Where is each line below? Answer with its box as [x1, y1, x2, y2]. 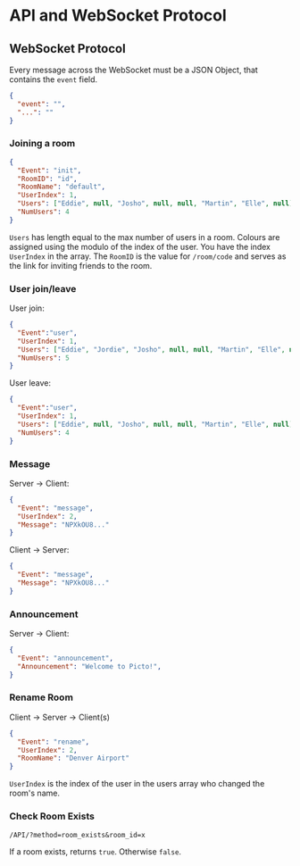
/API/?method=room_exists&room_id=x [9, 830, 146, 839]
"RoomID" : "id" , [17, 174, 78, 183]
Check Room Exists [9, 810, 96, 822]
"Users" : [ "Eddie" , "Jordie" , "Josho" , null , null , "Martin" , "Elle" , [17, 345, 286, 354]
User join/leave [9, 282, 77, 295]
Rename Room [9, 691, 74, 704]
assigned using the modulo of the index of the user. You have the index [9, 241, 271, 252]
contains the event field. [9, 74, 98, 85]
